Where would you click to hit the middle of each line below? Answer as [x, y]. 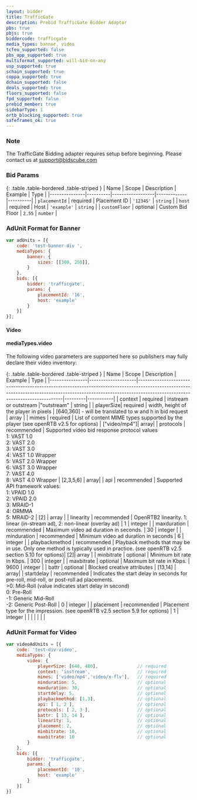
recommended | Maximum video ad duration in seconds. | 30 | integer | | [94, 530]
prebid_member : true [31, 104]
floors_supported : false [36, 93]
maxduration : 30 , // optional [102, 688]
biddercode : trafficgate [36, 39]
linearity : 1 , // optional [102, 721]
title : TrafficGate [30, 17]
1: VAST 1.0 [20, 436]
